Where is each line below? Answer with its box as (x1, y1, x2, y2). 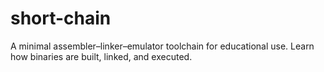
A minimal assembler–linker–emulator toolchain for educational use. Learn (10, 40, 315, 52)
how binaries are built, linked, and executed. (10, 50, 193, 62)
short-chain (10, 7, 112, 30)
